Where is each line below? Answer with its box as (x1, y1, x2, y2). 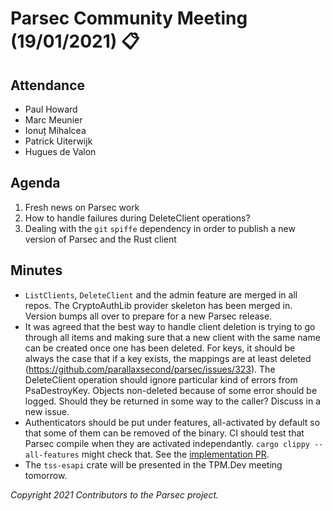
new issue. (24, 405, 70, 417)
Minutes (10, 262, 63, 279)
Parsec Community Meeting (10, 7, 248, 30)
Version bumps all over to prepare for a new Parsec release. (24, 310, 273, 322)
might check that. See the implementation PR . (81, 448, 270, 460)
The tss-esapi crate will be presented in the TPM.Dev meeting (24, 458, 283, 471)
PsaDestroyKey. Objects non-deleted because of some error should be (24, 384, 318, 396)
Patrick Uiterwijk (24, 135, 93, 147)
